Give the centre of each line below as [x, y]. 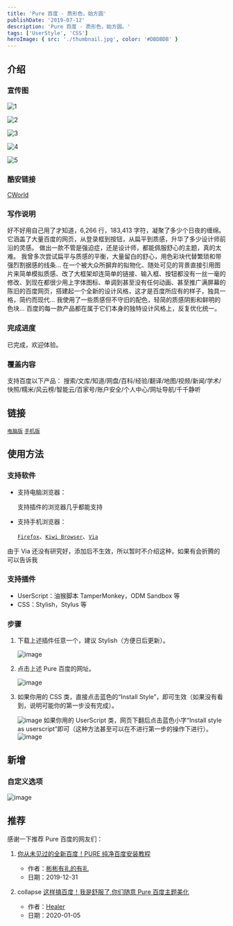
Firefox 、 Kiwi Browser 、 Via [58, 536]
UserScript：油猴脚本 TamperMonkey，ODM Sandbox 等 [98, 595]
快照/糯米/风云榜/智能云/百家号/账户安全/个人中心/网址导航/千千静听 [104, 389]
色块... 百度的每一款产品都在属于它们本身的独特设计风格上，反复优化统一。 [114, 309]
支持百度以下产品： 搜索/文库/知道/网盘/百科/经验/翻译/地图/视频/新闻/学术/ [114, 381]
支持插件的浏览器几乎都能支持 [60, 506]
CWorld [18, 195]
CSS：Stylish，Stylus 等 [52, 604]
